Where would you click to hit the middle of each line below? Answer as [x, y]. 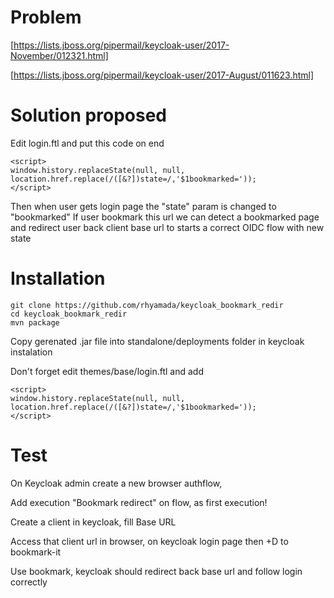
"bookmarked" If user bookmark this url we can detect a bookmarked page [165, 217]
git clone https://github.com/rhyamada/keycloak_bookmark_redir [147, 305]
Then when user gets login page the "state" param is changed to [143, 206]
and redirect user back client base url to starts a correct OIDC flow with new [167, 227]
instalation [31, 352]
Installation [58, 278]
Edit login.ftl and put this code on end [87, 143]
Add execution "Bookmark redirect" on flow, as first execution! [139, 502]
